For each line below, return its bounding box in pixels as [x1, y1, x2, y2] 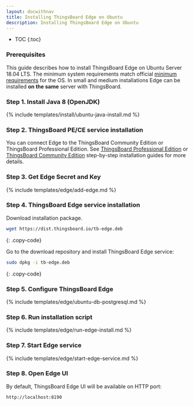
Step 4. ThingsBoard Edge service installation [6, 201, 140, 209]
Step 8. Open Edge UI [6, 369, 69, 378]
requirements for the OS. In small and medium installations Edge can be [6, 76, 180, 83]
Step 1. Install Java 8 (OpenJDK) [6, 98, 101, 106]
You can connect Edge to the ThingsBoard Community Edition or [6, 139, 164, 147]
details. [6, 158, 24, 165]
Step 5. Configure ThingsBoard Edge [6, 285, 114, 293]
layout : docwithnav [6, 8, 54, 15]
